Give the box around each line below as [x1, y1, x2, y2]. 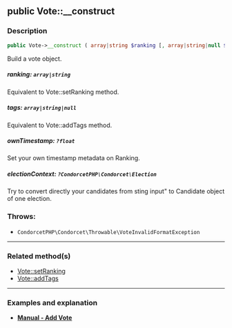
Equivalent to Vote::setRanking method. [7, 88, 119, 96]
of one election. [7, 195, 52, 203]
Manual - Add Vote [17, 313, 72, 322]
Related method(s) [7, 251, 71, 261]
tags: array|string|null [7, 104, 77, 112]
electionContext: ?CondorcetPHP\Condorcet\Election [7, 170, 157, 178]
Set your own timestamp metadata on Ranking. [7, 154, 140, 162]
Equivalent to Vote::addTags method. [7, 121, 113, 129]
